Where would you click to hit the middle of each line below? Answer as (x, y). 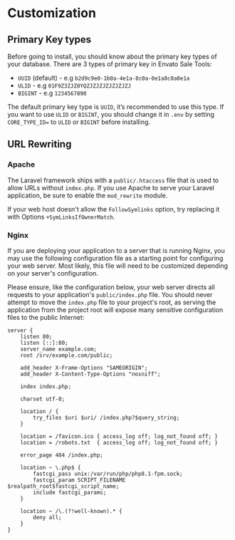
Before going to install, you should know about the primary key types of (112, 56)
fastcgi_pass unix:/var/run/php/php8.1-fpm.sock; (108, 474)
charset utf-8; (43, 399)
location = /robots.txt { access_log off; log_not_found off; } (119, 442)
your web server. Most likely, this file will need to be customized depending (118, 266)
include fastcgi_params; (70, 492)
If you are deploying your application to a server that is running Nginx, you (116, 250)
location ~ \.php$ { (51, 467)
